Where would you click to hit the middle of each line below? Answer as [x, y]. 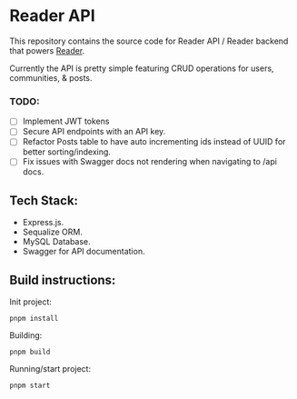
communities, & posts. [51, 77]
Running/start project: [50, 369]
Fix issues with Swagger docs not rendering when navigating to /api [149, 162]
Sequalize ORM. [53, 232]
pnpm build [30, 352]
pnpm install [34, 319]
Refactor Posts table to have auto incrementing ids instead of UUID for [154, 142]
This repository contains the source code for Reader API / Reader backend [149, 41]
